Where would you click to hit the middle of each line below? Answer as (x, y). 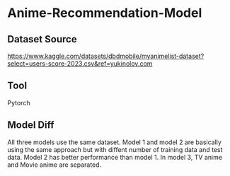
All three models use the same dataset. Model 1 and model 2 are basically (114, 142)
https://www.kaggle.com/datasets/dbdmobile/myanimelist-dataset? (106, 56)
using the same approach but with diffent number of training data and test (115, 149)
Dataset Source (42, 39)
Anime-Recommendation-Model (105, 13)
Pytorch (19, 102)
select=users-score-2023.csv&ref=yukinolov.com (80, 64)
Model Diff (31, 125)
